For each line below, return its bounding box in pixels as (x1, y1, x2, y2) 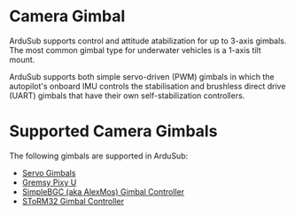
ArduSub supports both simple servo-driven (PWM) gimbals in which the (9, 71, 275, 81)
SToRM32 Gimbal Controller (21, 196, 124, 206)
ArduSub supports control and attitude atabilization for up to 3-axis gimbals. (9, 35, 287, 46)
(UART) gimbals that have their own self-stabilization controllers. (9, 90, 245, 101)
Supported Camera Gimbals (9, 121, 218, 142)
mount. (9, 54, 35, 65)
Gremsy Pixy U (21, 177, 77, 188)
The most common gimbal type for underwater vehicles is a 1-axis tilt (9, 44, 261, 55)
